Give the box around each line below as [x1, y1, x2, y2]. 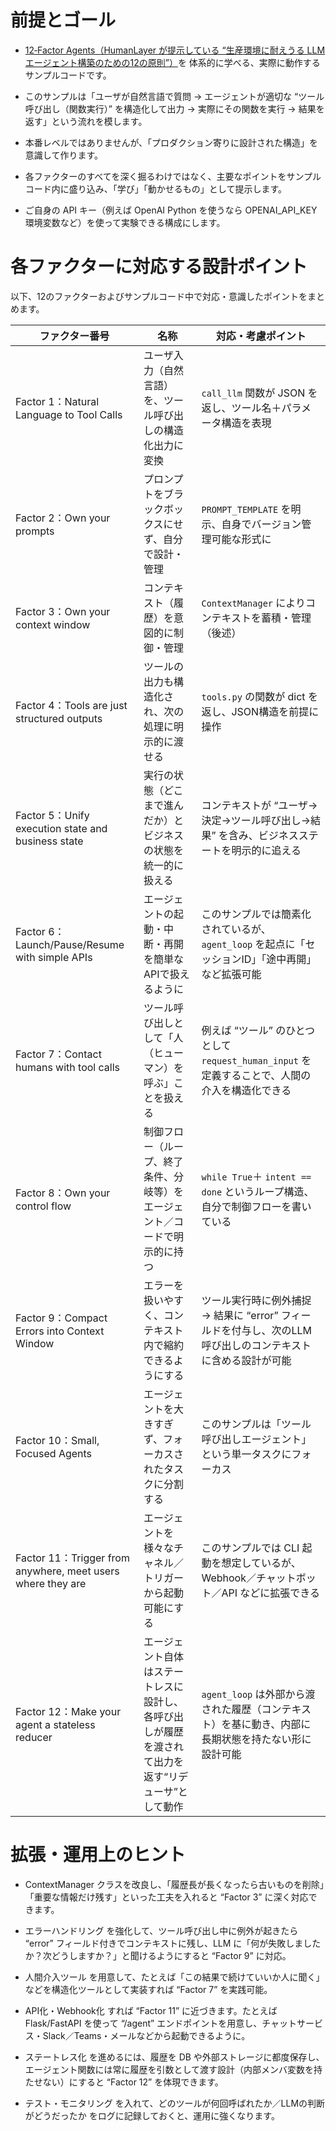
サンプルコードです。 [24, 69, 112, 81]
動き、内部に [251, 1717, 312, 1731]
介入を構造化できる [201, 1083, 292, 1097]
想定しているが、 [221, 1556, 302, 1570]
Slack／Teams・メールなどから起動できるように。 [42, 2029, 251, 2041]
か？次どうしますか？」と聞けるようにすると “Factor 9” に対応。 [24, 1949, 292, 1961]
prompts [15, 524, 55, 538]
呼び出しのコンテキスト [201, 1338, 312, 1352]
